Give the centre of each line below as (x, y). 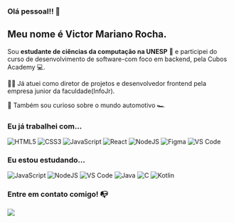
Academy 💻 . (26, 67)
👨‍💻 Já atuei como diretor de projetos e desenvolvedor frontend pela (107, 83)
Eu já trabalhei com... (45, 126)
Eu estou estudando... (46, 160)
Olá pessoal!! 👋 (34, 11)
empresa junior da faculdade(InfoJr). (61, 91)
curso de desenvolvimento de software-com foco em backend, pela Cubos (117, 59)
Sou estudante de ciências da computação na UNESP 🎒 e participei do (112, 51)
